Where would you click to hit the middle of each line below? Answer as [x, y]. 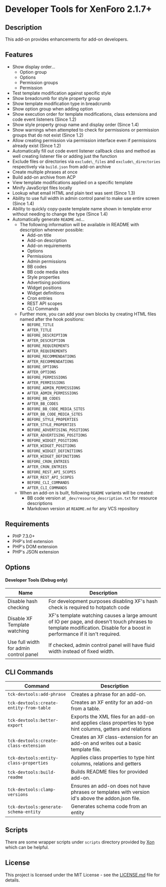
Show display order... [34, 67]
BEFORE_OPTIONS [42, 367]
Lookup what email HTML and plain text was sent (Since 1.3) [74, 193]
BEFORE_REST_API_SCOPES [51, 472]
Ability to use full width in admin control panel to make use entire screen [86, 198]
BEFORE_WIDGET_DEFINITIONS [55, 451]
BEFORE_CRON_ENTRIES [48, 461]
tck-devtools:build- [32, 772]
